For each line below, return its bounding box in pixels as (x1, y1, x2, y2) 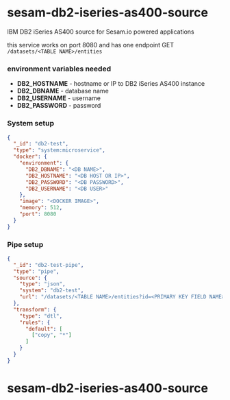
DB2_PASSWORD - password (16, 102, 101, 110)
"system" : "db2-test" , (19, 287, 84, 294)
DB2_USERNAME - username (16, 94, 101, 102)
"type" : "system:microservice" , (13, 147, 106, 154)
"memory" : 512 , (19, 204, 63, 211)
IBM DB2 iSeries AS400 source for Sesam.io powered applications (7, 27, 194, 36)
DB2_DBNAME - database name (16, 87, 110, 95)
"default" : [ (25, 325, 63, 332)
